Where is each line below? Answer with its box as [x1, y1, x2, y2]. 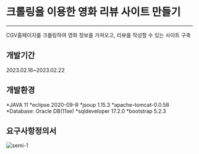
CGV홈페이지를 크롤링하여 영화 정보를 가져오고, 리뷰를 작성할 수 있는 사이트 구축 [6, 31, 191, 38]
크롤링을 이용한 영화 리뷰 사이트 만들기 [6, 5, 181, 19]
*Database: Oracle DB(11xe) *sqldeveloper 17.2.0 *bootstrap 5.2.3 [6, 107, 166, 114]
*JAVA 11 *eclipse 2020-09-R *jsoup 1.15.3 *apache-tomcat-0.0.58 [6, 101, 170, 108]
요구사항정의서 [6, 126, 57, 136]
